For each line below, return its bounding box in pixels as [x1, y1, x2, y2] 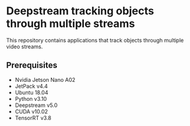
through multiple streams [6, 17, 135, 30]
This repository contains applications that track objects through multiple [6, 36, 184, 44]
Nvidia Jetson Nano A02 [14, 76, 76, 83]
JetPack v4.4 [14, 82, 48, 90]
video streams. [6, 43, 43, 50]
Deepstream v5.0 [14, 102, 58, 109]
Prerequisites [6, 60, 58, 70]
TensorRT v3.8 [14, 114, 52, 121]
